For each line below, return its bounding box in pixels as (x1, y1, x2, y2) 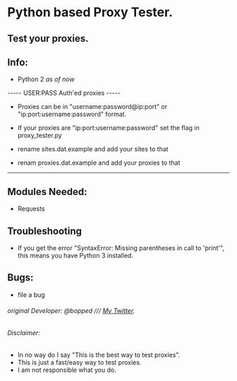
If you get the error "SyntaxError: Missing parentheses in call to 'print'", (17, 244, 224, 252)
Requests (17, 204, 45, 213)
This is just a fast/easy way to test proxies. (17, 358, 142, 366)
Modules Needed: (7, 185, 87, 198)
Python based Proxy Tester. (7, 4, 174, 20)
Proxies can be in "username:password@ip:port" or (17, 102, 168, 111)
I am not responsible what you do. (17, 365, 116, 374)
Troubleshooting (7, 225, 83, 237)
